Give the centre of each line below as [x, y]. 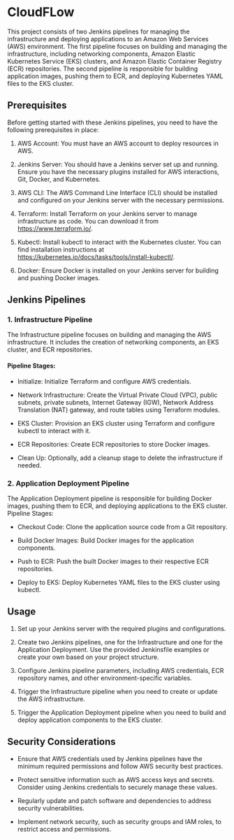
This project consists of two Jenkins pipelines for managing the [98, 31]
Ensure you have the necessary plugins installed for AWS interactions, [118, 171]
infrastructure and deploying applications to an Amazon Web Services [108, 38]
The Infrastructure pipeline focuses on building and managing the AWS [109, 335]
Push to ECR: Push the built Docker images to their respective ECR [113, 561]
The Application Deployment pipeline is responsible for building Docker [110, 498]
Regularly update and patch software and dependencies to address [114, 800]
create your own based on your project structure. [88, 657]
